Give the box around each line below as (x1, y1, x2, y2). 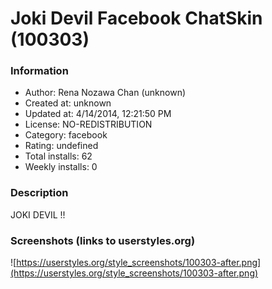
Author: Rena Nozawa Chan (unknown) (24, 87, 187, 99)
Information (10, 64, 69, 78)
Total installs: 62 (24, 150, 93, 162)
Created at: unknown (24, 97, 112, 109)
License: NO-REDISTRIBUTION (24, 118, 153, 131)
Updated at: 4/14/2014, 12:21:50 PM (24, 108, 172, 120)
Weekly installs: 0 (24, 161, 98, 173)
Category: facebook (24, 129, 108, 141)
